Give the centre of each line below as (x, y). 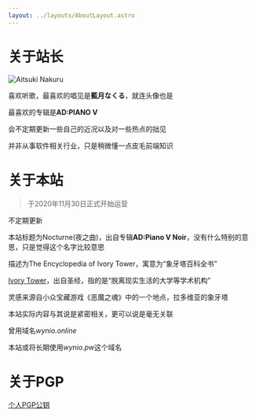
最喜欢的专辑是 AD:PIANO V (53, 112)
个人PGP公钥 (29, 405)
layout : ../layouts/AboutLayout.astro (71, 15)
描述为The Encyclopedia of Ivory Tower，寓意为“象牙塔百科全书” (113, 264)
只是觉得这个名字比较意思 (63, 247)
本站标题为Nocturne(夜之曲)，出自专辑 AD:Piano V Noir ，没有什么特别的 (125, 237)
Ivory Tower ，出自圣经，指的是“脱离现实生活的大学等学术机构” (110, 280)
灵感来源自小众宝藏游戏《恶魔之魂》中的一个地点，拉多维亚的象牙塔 (118, 297)
